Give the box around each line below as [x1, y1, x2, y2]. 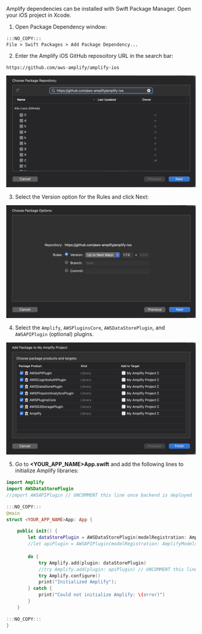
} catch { [28, 585, 52, 592]
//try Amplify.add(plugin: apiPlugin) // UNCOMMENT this [38, 566, 185, 572]
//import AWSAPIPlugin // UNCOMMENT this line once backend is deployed [6, 492, 192, 498]
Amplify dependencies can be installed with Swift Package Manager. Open [6, 5, 191, 12]
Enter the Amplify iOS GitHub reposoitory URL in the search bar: [14, 52, 174, 59]
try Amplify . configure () [38, 572, 101, 579]
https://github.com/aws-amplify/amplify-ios [6, 65, 120, 71]
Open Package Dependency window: [14, 24, 107, 30]
